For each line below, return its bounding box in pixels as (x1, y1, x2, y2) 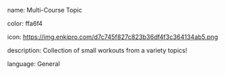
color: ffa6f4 (7, 19, 43, 27)
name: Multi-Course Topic (7, 6, 82, 14)
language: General (7, 60, 61, 68)
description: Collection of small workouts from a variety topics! (7, 47, 187, 54)
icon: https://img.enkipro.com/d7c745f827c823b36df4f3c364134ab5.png (7, 33, 218, 41)
